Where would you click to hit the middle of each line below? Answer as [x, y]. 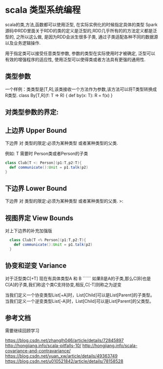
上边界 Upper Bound [36, 130]
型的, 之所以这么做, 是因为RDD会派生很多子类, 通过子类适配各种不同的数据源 [82, 37]
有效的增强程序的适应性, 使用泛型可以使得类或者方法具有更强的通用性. [75, 59]
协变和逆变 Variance [36, 266]
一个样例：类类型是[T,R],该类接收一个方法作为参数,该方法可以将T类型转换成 [81, 89]
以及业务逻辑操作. [23, 43]
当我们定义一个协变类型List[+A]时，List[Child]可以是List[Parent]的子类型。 [80, 295]
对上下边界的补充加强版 [29, 231]
